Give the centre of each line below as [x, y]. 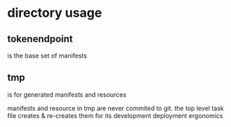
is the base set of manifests [47, 55]
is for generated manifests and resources [67, 94]
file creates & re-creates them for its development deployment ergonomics [115, 115]
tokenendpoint [40, 39]
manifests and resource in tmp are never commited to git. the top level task [115, 108]
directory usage [55, 13]
